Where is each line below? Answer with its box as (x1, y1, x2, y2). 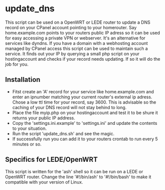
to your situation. (12, 125, 47, 131)
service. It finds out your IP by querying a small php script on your (5, 50, 140, 57)
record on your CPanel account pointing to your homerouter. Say (5, 24, 137, 30)
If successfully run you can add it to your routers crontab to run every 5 (12, 136, 158, 142)
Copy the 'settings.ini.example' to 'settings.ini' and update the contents (12, 120, 158, 126)
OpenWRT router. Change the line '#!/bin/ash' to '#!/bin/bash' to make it (5, 174, 152, 180)
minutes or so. (12, 141, 42, 147)
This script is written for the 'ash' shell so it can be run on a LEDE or (5, 168, 143, 174)
